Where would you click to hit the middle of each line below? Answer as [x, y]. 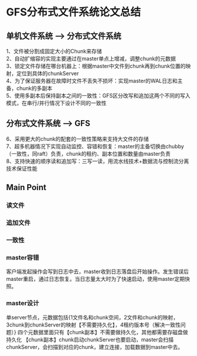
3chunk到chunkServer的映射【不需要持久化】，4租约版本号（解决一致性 [93, 325]
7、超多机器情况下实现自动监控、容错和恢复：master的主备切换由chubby [95, 146]
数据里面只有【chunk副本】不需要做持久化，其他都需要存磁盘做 [110, 332]
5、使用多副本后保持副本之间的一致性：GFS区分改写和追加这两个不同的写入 [98, 96]
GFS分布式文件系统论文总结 [73, 12]
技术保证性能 [22, 168]
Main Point [26, 187]
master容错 [23, 257]
